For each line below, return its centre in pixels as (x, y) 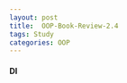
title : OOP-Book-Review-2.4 (64, 26)
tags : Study (32, 34)
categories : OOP (40, 42)
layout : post (34, 17)
